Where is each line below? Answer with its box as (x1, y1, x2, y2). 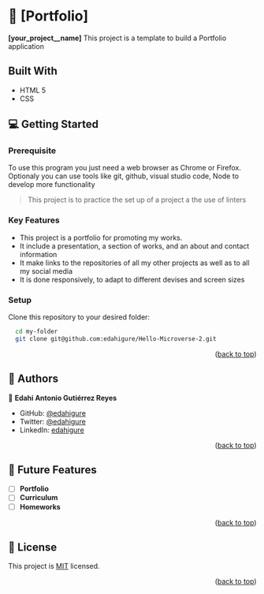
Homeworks (19, 502, 61, 511)
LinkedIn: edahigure (19, 425, 84, 435)
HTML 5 (19, 85, 46, 95)
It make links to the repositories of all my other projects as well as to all (19, 258, 250, 267)
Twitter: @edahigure (19, 417, 87, 426)
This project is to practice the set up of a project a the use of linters (27, 195, 247, 204)
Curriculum (19, 493, 58, 502)
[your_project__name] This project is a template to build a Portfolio (8, 33, 227, 43)
